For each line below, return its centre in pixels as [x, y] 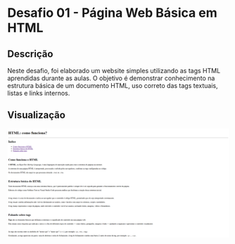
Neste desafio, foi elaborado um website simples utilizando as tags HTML [114, 71]
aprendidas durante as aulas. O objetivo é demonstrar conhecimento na [111, 78]
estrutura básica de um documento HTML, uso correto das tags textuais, [113, 85]
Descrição [30, 54]
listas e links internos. [39, 93]
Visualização [36, 115]
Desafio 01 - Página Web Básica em [113, 13]
